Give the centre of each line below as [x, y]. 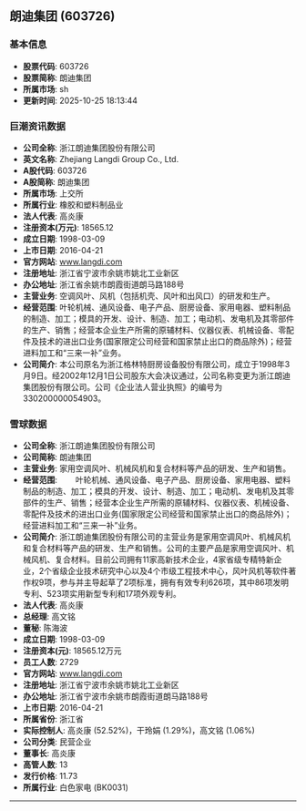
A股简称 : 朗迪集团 [56, 181]
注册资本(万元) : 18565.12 [68, 227]
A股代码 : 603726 [55, 170]
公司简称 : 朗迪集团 [57, 457]
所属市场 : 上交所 [53, 193]
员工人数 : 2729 [51, 662]
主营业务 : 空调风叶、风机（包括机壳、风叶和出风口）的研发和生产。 [148, 295]
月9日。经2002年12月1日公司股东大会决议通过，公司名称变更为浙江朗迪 [157, 375]
